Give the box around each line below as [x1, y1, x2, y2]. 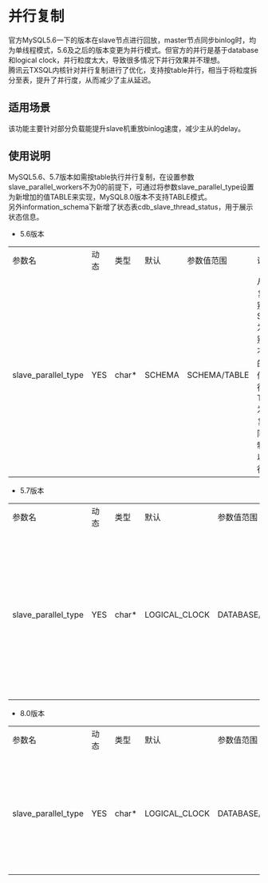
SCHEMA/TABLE [187, 369, 250, 380]
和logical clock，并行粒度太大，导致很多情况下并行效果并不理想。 [8, 55, 225, 65]
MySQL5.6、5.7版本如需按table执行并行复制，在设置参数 [8, 172, 195, 181]
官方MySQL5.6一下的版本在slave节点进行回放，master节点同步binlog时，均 [8, 35, 257, 45]
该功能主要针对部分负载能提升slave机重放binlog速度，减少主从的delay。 [8, 123, 246, 133]
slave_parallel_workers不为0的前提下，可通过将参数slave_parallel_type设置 [8, 181, 254, 192]
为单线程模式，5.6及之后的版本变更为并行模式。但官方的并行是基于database [8, 45, 259, 54]
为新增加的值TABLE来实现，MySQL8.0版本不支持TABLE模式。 [8, 192, 212, 201]
